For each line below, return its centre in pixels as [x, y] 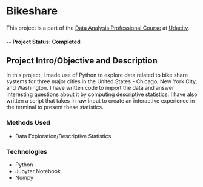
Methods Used [28, 123]
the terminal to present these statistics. [55, 107]
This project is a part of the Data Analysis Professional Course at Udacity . [98, 28]
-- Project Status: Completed [43, 42]
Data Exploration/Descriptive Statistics [63, 136]
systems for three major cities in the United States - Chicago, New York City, [102, 81]
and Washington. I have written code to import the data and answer [90, 88]
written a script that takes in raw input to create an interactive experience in [101, 101]
